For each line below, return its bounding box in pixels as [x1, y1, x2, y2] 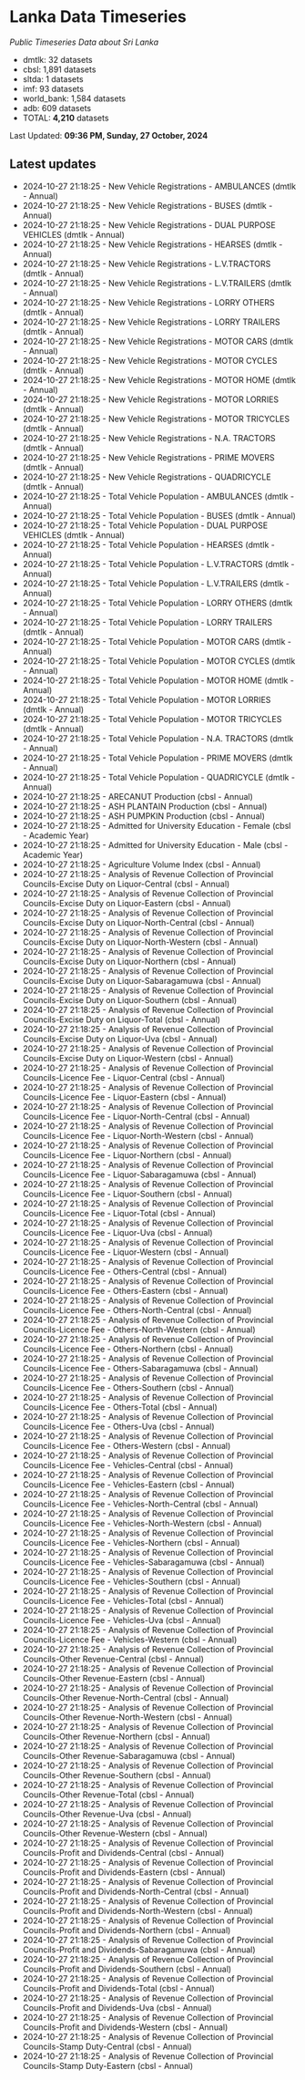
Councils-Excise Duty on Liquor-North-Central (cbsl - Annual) [22, 916, 255, 927]
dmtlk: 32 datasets [22, 54, 93, 65]
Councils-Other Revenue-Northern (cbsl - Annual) [22, 1731, 211, 1742]
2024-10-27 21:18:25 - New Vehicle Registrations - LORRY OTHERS [22, 296, 275, 307]
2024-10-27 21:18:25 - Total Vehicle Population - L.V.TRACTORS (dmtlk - [22, 558, 295, 569]
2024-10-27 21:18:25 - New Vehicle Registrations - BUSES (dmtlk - [22, 200, 273, 211]
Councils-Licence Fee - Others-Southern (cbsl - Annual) [22, 1381, 235, 1392]
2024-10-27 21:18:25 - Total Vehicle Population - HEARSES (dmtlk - [22, 539, 276, 550]
